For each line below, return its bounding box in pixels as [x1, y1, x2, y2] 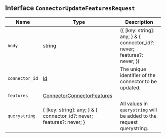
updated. [120, 84, 141, 91]
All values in [120, 100, 148, 107]
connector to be [120, 78, 157, 85]
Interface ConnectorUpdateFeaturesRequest [5, 4, 135, 12]
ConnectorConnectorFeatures [42, 92, 113, 99]
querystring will [120, 106, 157, 113]
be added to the [120, 112, 157, 119]
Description [125, 18, 154, 25]
